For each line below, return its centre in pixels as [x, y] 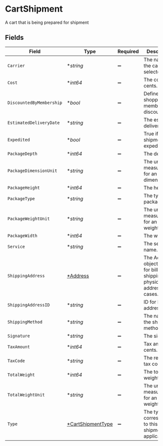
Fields [15, 38]
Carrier [16, 66]
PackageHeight [24, 188]
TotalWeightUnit [26, 395]
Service [16, 247]
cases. [151, 294]
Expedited [19, 140]
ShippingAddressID [29, 305]
